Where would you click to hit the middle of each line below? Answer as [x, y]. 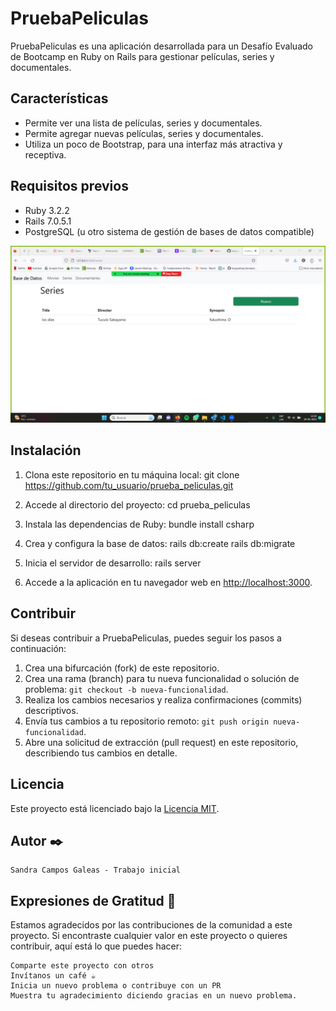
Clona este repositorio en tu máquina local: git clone [132, 474]
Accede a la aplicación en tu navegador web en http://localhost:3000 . [168, 582]
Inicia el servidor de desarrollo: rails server [113, 563]
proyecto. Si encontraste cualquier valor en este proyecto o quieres [149, 936]
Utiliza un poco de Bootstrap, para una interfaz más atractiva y [153, 144]
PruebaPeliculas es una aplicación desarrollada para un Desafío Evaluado [161, 46]
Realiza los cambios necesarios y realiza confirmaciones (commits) [163, 699]
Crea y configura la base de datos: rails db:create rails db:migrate [160, 543]
